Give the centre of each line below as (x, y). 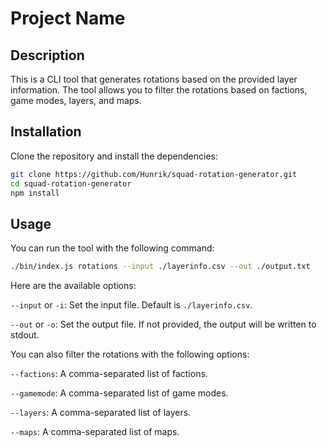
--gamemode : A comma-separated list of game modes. (119, 393)
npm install (35, 193)
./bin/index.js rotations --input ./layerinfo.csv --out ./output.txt (160, 267)
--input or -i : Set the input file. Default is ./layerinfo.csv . (131, 305)
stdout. (25, 335)
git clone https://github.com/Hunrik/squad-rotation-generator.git (154, 174)
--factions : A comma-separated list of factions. (109, 374)
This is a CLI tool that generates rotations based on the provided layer (154, 79)
